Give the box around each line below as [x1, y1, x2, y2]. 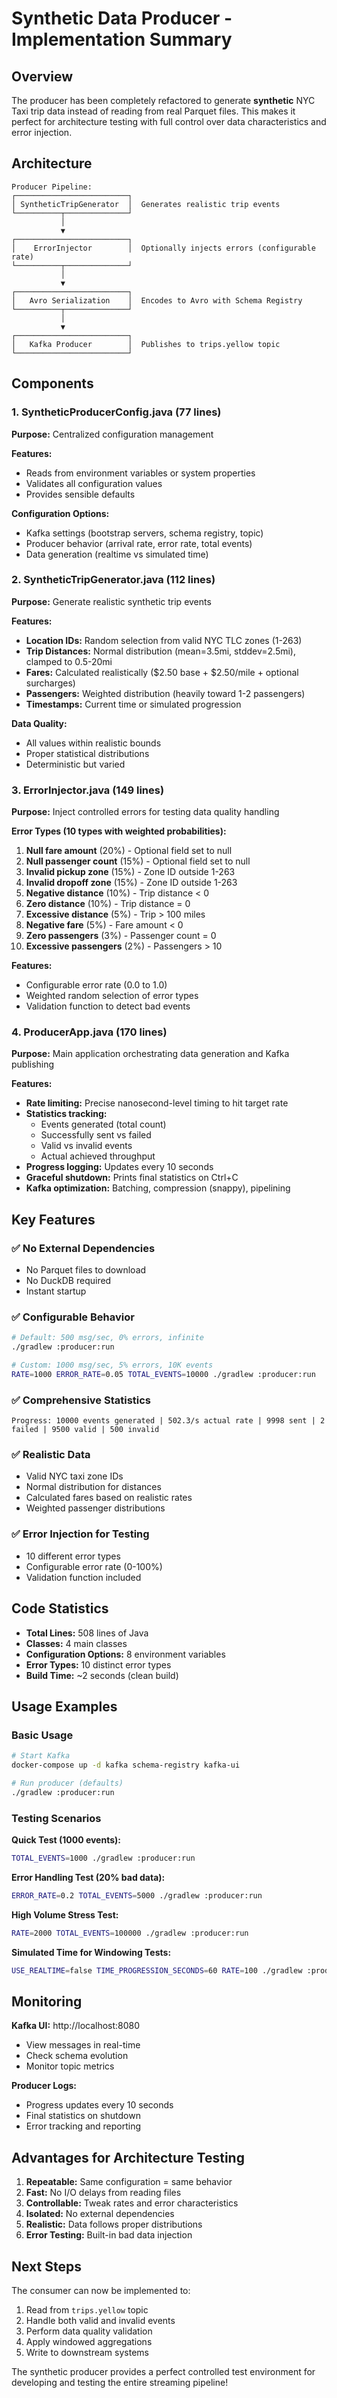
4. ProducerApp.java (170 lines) [11, 1025, 168, 1039]
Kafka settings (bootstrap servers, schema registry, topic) [25, 527, 264, 539]
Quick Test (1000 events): [11, 1834, 121, 1846]
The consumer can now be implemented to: [11, 2285, 191, 2296]
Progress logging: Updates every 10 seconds [25, 1161, 214, 1173]
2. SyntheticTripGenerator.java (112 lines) [11, 573, 216, 587]
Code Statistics [11, 1600, 109, 1617]
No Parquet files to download [25, 1264, 147, 1276]
